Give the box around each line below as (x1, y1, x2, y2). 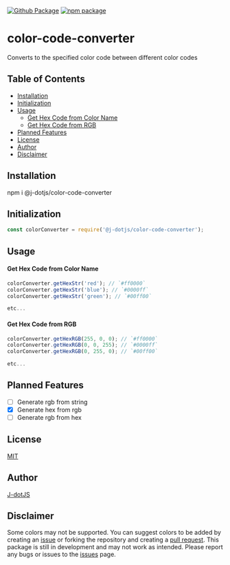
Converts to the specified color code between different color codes (7, 53, 198, 61)
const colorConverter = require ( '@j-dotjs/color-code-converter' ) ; (7, 226, 205, 233)
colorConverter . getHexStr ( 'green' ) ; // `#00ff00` (7, 292, 152, 299)
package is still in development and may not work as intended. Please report (7, 543, 223, 551)
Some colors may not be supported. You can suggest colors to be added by (7, 529, 222, 537)
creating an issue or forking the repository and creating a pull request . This (7, 535, 220, 544)
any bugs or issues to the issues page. (7, 551, 117, 559)
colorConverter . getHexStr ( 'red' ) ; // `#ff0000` (7, 279, 146, 287)
